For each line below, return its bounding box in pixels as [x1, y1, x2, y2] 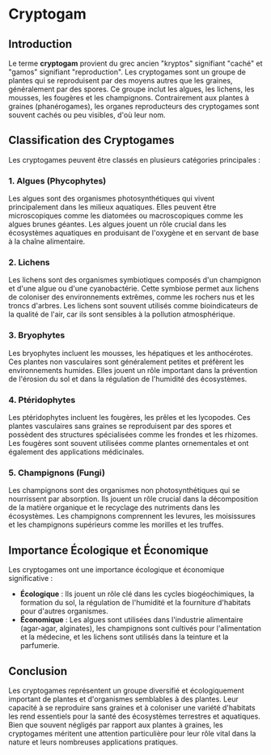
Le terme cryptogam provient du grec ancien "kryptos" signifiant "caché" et [8, 58, 263, 68]
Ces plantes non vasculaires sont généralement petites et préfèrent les [8, 357, 244, 367]
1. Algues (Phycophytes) [8, 175, 107, 186]
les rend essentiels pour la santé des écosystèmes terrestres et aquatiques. [8, 711, 260, 721]
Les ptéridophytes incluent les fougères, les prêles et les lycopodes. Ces [8, 413, 251, 422]
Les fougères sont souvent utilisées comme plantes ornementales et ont [8, 439, 249, 447]
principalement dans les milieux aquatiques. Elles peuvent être [8, 202, 217, 212]
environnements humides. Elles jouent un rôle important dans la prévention [8, 365, 258, 375]
